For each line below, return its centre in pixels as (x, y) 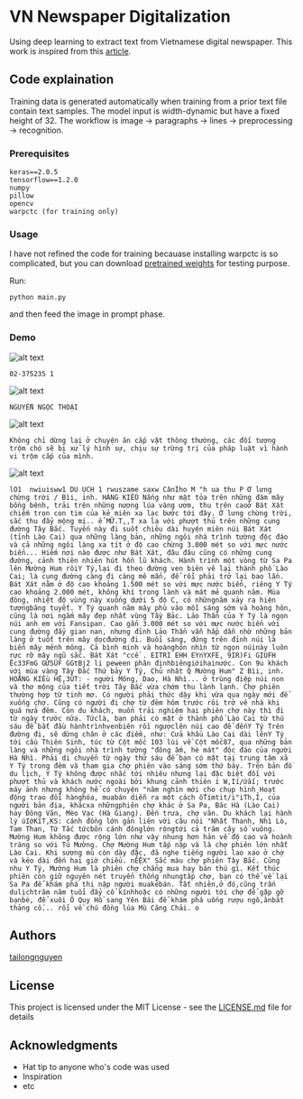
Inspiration (42, 1076)
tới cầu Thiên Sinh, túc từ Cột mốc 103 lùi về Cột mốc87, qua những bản (151, 742)
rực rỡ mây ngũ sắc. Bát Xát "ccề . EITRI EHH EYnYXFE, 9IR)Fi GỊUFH (143, 655)
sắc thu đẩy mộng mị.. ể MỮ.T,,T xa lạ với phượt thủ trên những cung (145, 521)
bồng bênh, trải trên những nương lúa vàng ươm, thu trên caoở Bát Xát (147, 505)
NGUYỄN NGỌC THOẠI (44, 407)
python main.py (38, 298)
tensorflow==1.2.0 (44, 180)
